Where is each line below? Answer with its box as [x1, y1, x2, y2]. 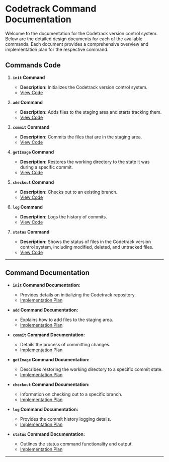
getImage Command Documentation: [12, 356, 90, 362]
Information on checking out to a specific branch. [20, 391, 122, 397]
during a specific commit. [20, 164, 73, 170]
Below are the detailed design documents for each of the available [5, 36, 143, 42]
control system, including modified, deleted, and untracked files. [20, 244, 153, 250]
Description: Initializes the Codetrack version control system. [20, 84, 148, 90]
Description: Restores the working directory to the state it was [20, 159, 150, 165]
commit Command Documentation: [12, 332, 86, 338]
